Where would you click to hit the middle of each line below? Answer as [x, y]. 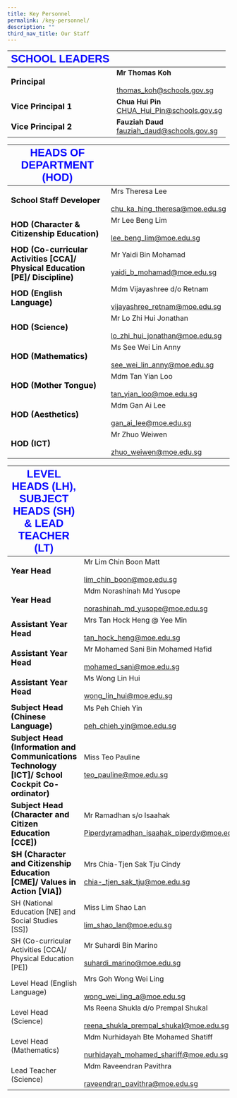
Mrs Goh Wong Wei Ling [124, 979]
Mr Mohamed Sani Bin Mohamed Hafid [148, 649]
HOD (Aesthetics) [45, 414]
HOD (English [37, 293]
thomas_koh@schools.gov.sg [165, 90]
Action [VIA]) [36, 891]
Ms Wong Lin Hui [112, 678]
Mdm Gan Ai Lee [138, 405]
